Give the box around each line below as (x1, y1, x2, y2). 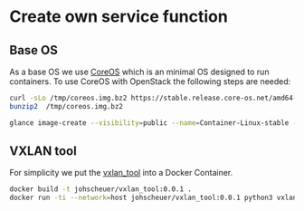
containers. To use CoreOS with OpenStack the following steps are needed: (9, 76, 291, 87)
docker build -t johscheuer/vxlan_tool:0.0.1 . (9, 185, 193, 194)
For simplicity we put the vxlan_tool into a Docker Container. (9, 168, 233, 178)
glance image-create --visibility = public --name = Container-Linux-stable (9, 118, 290, 128)
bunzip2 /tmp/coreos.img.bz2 (9, 101, 124, 110)
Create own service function (9, 6, 228, 27)
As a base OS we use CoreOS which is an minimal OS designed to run (9, 66, 270, 77)
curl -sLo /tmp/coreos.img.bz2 (9, 93, 128, 102)
